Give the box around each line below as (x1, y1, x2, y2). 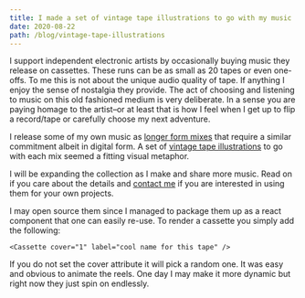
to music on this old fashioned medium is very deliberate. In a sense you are (9, 94, 296, 105)
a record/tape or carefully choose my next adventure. (9, 113, 211, 124)
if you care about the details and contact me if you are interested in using (9, 178, 285, 189)
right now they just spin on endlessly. (9, 278, 150, 289)
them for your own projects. (9, 188, 114, 199)
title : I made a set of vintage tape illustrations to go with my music (9, 13, 292, 23)
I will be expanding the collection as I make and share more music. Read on (9, 168, 292, 179)
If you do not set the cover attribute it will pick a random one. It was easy (9, 259, 284, 270)
